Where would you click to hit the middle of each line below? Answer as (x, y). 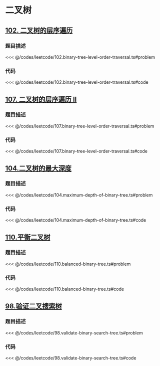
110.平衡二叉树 (28, 237)
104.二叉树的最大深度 (38, 168)
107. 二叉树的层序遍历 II (41, 99)
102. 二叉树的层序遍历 (39, 30)
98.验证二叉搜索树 (33, 306)
